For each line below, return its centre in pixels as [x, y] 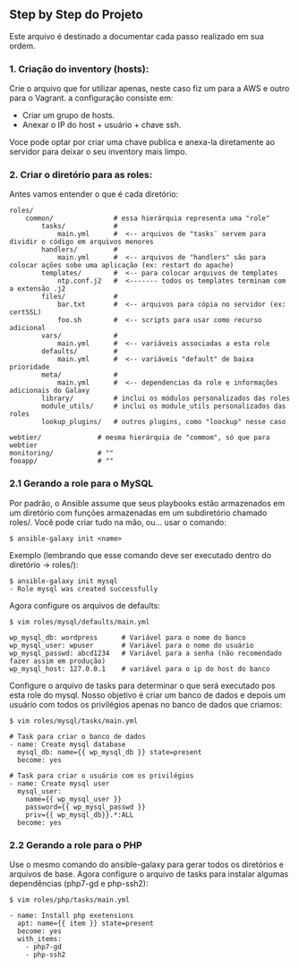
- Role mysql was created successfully [84, 589]
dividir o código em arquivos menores [81, 242]
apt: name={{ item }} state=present [85, 923]
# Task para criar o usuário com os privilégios [102, 776]
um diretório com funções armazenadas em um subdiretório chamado [138, 513]
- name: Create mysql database [68, 744]
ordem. [22, 46]
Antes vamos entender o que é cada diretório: [94, 194]
